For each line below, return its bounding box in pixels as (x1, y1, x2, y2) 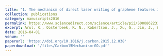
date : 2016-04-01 (5, 30, 40, 35)
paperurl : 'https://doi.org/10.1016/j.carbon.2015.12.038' (5, 39, 127, 44)
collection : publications (5, 12, 57, 17)
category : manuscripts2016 (5, 16, 60, 21)
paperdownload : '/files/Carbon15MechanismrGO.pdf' (5, 43, 110, 48)
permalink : (5, 20, 27, 26)
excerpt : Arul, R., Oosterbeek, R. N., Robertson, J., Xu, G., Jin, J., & (5, 25, 160, 30)
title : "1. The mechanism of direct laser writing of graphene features (5, 7, 155, 12)
